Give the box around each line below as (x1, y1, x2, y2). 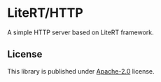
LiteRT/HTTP (7, 5, 84, 21)
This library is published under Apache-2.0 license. (7, 67, 155, 75)
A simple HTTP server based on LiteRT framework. (7, 28, 154, 36)
